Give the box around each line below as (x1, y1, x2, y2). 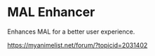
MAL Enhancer (7, 4, 95, 20)
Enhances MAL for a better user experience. (7, 27, 135, 36)
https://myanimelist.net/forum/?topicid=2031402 (7, 41, 148, 49)
